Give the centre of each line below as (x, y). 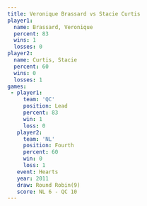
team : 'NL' (39, 139)
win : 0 (33, 159)
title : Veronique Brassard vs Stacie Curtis (74, 14)
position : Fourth (48, 146)
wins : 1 (25, 40)
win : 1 (33, 119)
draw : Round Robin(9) (48, 185)
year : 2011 (33, 178)
